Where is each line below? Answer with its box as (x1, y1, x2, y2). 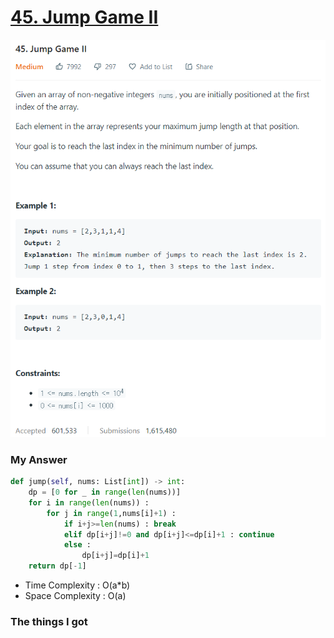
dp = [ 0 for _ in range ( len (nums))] (28, 487, 182, 498)
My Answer (10, 452, 68, 466)
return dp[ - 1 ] (28, 561, 87, 571)
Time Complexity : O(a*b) (24, 579, 131, 591)
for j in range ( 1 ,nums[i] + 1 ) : (46, 508, 177, 518)
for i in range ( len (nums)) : (28, 497, 150, 508)
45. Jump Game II (10, 6, 159, 29)
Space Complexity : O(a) (24, 590, 127, 602)
